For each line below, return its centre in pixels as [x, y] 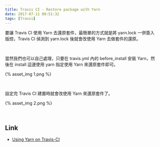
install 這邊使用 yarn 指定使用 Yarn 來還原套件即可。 [66, 65]
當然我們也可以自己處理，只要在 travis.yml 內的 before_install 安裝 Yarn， [78, 59]
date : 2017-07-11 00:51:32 [32, 14]
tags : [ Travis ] [20, 18]
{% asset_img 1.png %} [28, 74]
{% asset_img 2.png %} [29, 103]
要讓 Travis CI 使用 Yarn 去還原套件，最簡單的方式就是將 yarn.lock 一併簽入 [80, 33]
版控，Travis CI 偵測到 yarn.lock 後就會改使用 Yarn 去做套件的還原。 [73, 39]
